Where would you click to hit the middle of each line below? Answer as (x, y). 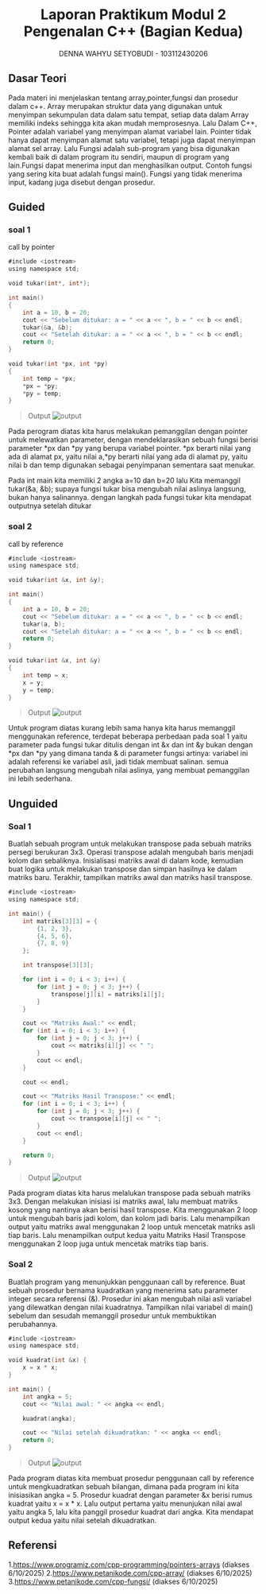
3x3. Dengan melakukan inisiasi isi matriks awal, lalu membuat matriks (123, 1201)
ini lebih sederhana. (40, 779)
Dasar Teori (37, 78)
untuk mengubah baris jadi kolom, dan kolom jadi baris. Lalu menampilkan (129, 1219)
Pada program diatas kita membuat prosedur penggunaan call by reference (131, 1478)
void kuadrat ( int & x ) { (48, 1360)
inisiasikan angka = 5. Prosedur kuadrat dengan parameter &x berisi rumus (130, 1495)
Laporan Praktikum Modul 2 (133, 15)
